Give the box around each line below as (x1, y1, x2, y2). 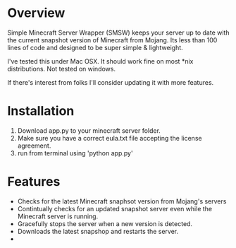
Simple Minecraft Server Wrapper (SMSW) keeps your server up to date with (7, 28, 230, 37)
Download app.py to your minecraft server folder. (17, 126, 161, 135)
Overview (7, 5, 66, 21)
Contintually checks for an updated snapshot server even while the (17, 204, 213, 213)
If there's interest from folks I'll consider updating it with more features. (7, 78, 214, 86)
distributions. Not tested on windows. (7, 64, 116, 73)
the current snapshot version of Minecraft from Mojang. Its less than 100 (7, 35, 218, 44)
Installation (7, 103, 75, 119)
